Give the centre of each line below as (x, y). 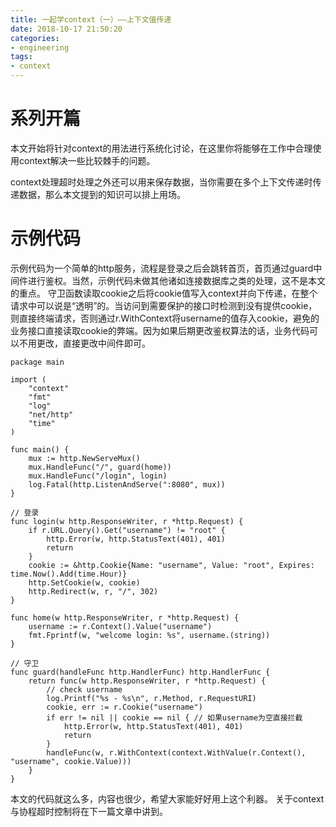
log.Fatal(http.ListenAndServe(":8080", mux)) (127, 484)
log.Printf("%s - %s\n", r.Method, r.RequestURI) (151, 698)
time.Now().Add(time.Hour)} (69, 574)
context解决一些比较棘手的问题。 (87, 160)
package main (37, 362)
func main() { (40, 449)
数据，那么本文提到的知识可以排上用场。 (102, 194)
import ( (28, 379)
